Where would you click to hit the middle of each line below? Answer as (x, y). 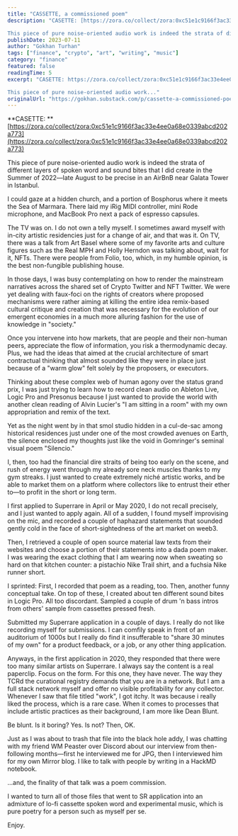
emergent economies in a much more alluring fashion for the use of (106, 317)
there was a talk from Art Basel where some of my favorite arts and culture (116, 243)
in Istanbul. (23, 186)
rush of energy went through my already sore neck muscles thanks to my (114, 470)
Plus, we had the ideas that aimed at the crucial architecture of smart (108, 353)
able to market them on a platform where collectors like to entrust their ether (119, 485)
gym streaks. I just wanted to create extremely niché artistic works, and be (116, 477)
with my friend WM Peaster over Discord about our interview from (103, 746)
